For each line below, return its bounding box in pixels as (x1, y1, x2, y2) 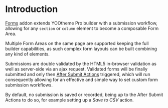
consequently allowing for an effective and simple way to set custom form (5, 76, 158, 82)
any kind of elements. (5, 51, 50, 57)
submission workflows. (5, 81, 53, 88)
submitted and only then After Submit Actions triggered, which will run (5, 71, 150, 77)
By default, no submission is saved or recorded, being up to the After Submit (5, 91, 163, 97)
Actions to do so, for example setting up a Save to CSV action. (5, 96, 134, 103)
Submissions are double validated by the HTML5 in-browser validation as (5, 60, 157, 66)
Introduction (5, 3, 58, 15)
